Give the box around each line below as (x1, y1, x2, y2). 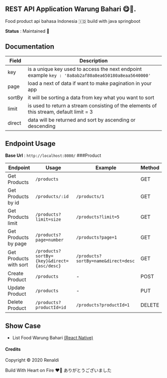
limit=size (35, 217, 61, 222)
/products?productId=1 (76, 302, 130, 308)
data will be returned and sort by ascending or (28, 116, 136, 123)
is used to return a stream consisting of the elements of (28, 102, 157, 109)
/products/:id (35, 194, 69, 199)
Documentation (5, 43, 55, 51)
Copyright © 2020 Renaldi (5, 357, 59, 363)
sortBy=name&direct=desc (76, 258, 135, 264)
